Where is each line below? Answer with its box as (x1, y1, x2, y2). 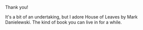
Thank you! (5, 4, 28, 10)
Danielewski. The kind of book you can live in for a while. (5, 19, 122, 25)
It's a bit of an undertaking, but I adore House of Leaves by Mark (5, 14, 138, 19)
